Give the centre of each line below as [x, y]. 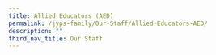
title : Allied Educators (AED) [61, 16]
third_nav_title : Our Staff [56, 38]
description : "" [36, 31]
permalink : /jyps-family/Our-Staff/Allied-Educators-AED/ [108, 23]
